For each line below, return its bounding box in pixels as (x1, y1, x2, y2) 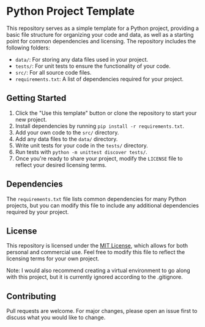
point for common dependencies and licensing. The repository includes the (6, 37, 196, 45)
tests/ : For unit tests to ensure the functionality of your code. (15, 62, 171, 70)
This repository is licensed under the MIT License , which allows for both (6, 242, 188, 249)
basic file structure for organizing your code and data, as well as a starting (6, 31, 194, 38)
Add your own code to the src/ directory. (15, 128, 119, 136)
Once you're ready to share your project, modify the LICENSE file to (15, 155, 183, 162)
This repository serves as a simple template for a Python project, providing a (6, 24, 199, 32)
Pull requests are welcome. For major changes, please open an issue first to (6, 307, 198, 315)
